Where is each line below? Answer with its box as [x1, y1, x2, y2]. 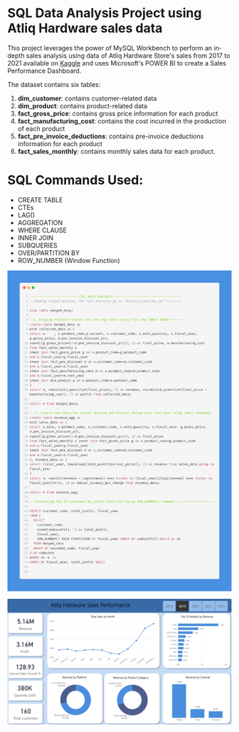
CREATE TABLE [17, 195, 63, 204]
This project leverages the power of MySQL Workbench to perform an [7, 43, 213, 52]
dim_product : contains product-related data [17, 101, 148, 110]
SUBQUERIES [17, 241, 58, 249]
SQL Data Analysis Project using [7, 5, 202, 21]
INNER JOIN [17, 233, 54, 242]
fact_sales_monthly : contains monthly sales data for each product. [17, 147, 216, 155]
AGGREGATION [17, 218, 63, 227]
